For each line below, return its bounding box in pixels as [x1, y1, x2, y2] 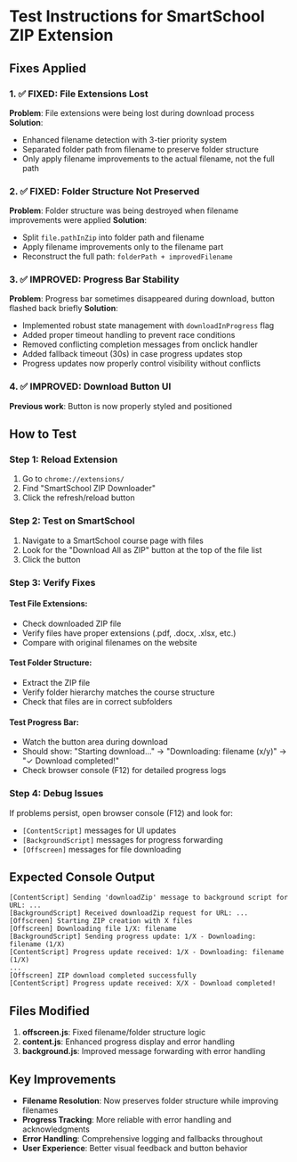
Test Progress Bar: [9, 716, 80, 728]
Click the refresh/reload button [21, 492, 135, 503]
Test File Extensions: [9, 598, 88, 609]
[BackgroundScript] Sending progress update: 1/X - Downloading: [9, 932, 256, 942]
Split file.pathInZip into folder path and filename [21, 232, 205, 243]
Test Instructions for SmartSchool [9, 6, 265, 27]
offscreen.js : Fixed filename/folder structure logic [21, 1027, 206, 1038]
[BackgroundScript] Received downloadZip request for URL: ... [9, 909, 249, 918]
